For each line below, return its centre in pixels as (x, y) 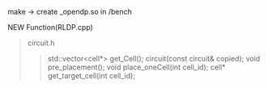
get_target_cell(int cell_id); (91, 75)
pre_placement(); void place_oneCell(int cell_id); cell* (136, 67)
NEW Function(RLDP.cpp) (51, 27)
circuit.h (41, 43)
